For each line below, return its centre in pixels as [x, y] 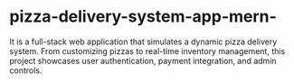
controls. [26, 70]
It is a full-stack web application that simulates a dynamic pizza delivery [143, 41]
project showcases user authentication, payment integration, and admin [143, 60]
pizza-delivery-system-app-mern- [143, 17]
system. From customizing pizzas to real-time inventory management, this [147, 51]
